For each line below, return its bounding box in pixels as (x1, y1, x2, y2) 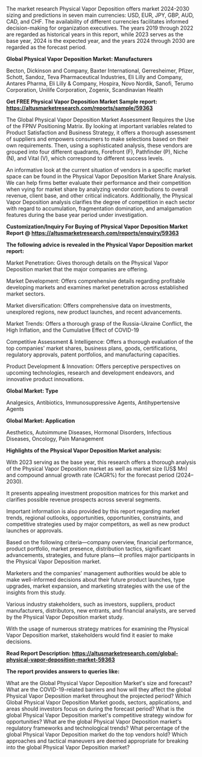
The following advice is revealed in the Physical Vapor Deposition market (6, 241, 193, 248)
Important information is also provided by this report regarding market (6, 507, 180, 515)
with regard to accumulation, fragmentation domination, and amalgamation (6, 205, 192, 212)
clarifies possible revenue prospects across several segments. (6, 496, 162, 503)
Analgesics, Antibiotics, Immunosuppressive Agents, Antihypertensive (6, 399, 180, 406)
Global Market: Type (6, 387, 58, 395)
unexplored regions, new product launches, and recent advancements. (6, 308, 182, 315)
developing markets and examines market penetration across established (6, 284, 189, 291)
